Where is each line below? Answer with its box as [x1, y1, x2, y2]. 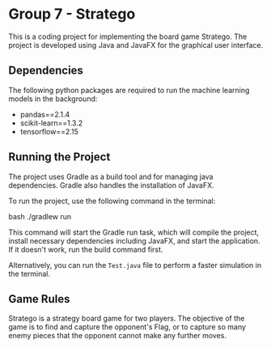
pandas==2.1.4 [19, 109, 70, 119]
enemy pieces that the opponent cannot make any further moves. [8, 331, 227, 341]
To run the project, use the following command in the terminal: [8, 196, 216, 206]
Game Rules [8, 292, 70, 306]
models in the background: [8, 94, 98, 104]
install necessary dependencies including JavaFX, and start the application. [8, 236, 260, 245]
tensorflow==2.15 [19, 126, 79, 136]
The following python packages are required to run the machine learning [8, 85, 250, 95]
